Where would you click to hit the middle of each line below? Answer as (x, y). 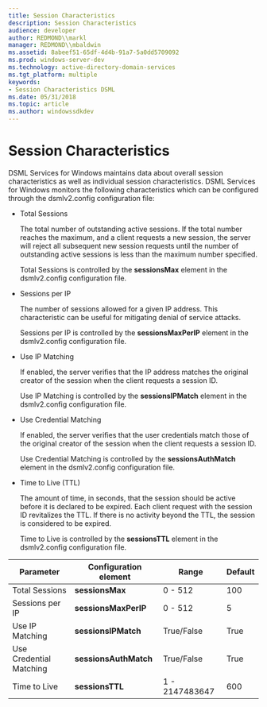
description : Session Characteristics (72, 23)
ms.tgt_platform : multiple (53, 75)
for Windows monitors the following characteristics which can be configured (133, 189)
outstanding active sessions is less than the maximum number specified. (139, 254)
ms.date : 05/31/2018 (43, 97)
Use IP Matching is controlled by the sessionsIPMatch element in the (133, 396)
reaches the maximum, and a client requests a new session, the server (135, 237)
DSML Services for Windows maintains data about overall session (116, 172)
